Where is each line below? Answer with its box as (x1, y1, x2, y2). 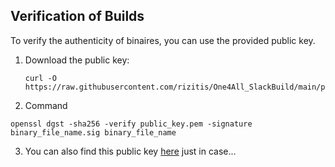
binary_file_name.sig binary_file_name (10, 127, 177, 138)
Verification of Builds (10, 8, 145, 25)
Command (24, 99, 68, 111)
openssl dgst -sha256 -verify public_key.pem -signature (10, 119, 253, 129)
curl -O (24, 73, 57, 83)
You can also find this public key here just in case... (24, 145, 237, 157)
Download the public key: (24, 54, 130, 66)
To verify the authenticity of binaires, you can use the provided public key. (10, 34, 316, 46)
